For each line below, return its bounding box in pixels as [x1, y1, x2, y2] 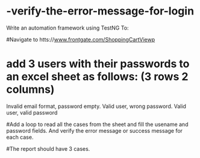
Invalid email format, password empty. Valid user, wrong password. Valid [6, 103, 187, 110]
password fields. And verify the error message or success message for [6, 127, 183, 134]
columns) [6, 83, 55, 96]
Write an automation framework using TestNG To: [6, 24, 129, 31]
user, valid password [6, 109, 58, 116]
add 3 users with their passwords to [6, 57, 190, 71]
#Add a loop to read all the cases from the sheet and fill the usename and [6, 121, 189, 128]
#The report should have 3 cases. [6, 145, 90, 152]
